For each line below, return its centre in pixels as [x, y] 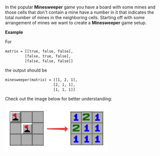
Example [14, 32]
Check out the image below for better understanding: [59, 99]
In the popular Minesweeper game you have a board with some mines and [80, 7]
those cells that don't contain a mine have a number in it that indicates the [80, 12]
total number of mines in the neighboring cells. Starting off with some [75, 17]
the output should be [26, 70]
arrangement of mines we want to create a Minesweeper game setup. [76, 23]
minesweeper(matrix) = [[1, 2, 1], [41, 80]
